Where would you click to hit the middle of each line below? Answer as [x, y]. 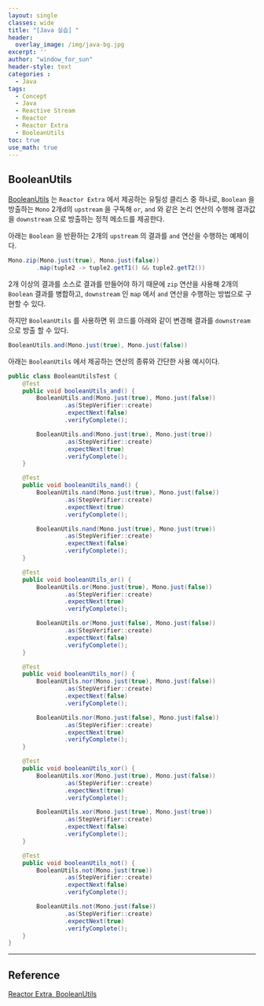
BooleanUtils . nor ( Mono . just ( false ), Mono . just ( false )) [128, 717]
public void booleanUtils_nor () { [79, 674]
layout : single [33, 15]
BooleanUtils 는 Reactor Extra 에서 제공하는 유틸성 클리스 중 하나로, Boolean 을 [132, 199]
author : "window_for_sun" [50, 60]
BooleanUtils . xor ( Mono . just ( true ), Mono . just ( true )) [125, 812]
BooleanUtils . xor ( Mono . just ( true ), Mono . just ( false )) [126, 776]
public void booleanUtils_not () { [79, 863]
